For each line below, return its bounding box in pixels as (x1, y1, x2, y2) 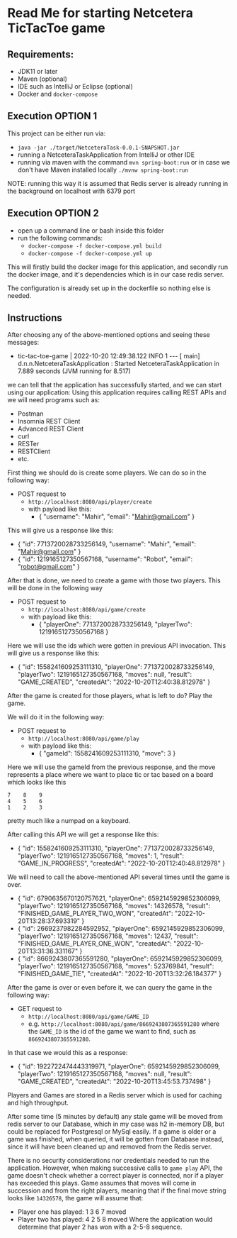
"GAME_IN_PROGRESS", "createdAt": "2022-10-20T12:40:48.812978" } (17, 859, 225, 868)
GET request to (17, 1005, 62, 1013)
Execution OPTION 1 (7, 110, 98, 122)
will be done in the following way (7, 584, 103, 592)
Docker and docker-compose (17, 90, 98, 98)
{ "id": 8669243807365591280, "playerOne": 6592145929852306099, (17, 954, 224, 963)
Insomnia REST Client (17, 417, 81, 426)
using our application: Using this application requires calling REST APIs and (7, 388, 226, 397)
